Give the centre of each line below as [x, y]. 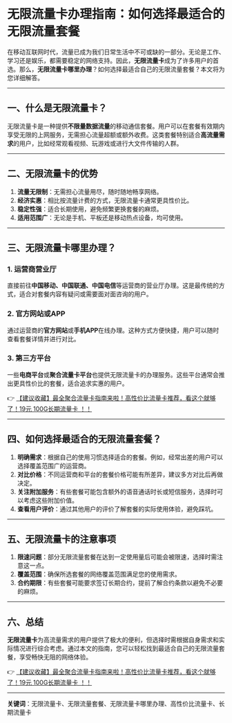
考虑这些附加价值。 [50, 500]
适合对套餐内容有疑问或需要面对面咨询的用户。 [86, 294]
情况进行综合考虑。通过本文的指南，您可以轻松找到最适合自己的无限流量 [116, 648]
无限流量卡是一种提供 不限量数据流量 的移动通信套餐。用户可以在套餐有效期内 [116, 126]
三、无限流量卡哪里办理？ [61, 248]
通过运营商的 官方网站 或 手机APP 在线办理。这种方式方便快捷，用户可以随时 [113, 330]
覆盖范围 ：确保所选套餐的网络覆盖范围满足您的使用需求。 [99, 575]
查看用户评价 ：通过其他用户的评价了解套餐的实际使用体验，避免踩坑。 [117, 509]
